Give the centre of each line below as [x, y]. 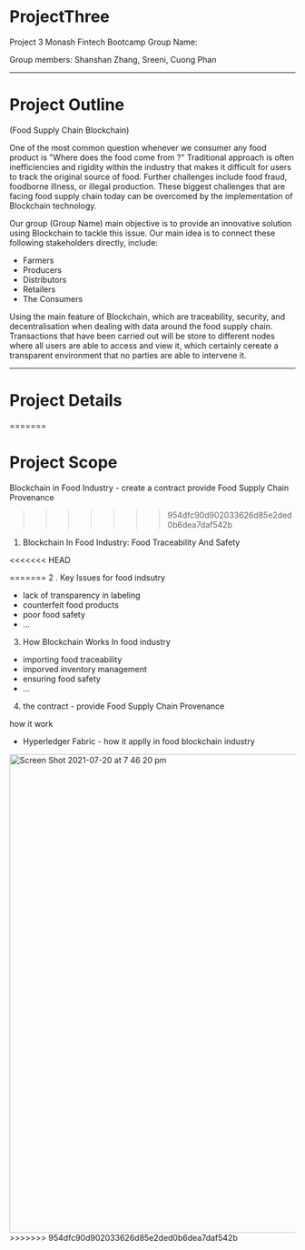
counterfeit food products [71, 605]
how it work [31, 723]
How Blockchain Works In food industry [96, 641]
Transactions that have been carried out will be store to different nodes [142, 336]
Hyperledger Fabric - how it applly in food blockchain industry [139, 741]
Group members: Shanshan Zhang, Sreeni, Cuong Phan [113, 59]
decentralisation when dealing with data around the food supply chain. [141, 326]
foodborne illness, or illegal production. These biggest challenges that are [148, 186]
